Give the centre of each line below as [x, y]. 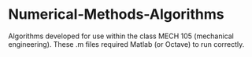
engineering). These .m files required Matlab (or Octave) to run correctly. [126, 44]
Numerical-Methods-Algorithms [116, 14]
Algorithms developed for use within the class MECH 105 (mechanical [121, 36]
